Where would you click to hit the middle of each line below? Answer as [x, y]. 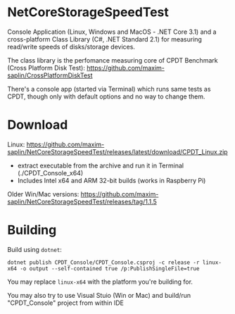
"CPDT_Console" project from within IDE [66, 303]
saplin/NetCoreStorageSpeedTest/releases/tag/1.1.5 [82, 201]
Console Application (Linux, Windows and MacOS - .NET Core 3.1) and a [112, 32]
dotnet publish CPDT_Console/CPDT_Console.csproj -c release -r [103, 262]
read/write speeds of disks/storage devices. [71, 46]
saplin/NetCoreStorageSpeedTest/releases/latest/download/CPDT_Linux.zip [118, 151]
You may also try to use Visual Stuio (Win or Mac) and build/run [99, 295]
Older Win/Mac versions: [43, 194]
